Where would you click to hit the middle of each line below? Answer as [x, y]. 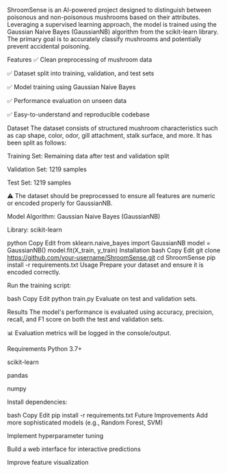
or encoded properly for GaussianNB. [60, 203]
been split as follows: [37, 143]
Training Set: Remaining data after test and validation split [88, 156]
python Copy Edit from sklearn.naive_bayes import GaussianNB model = [109, 243]
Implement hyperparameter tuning [55, 436]
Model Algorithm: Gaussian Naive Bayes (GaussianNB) [84, 216]
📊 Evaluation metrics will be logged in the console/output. [89, 333]
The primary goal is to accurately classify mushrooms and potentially [104, 39]
